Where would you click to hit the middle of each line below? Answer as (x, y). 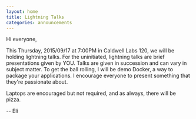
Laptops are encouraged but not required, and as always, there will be (91, 93)
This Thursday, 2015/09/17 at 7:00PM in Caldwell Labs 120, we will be (90, 51)
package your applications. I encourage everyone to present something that (98, 76)
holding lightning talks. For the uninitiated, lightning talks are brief (85, 57)
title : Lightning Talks (35, 17)
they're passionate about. (37, 82)
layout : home (22, 11)
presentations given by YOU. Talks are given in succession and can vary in (97, 63)
